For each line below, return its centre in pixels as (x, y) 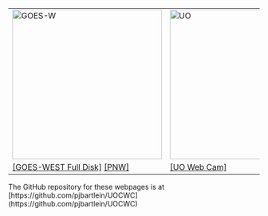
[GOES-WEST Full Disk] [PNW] (71, 167)
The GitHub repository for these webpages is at (87, 187)
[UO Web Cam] (199, 167)
